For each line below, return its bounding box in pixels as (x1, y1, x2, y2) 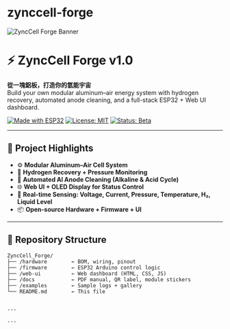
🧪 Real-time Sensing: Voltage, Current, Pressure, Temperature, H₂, (16, 190, 211, 198)
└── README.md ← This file (7, 288, 106, 295)
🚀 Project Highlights (7, 142, 94, 155)
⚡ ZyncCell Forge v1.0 (7, 53, 133, 68)
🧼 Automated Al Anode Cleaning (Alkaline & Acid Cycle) (16, 175, 179, 183)
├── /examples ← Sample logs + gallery (7, 282, 142, 289)
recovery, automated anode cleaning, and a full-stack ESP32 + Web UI (7, 96, 207, 104)
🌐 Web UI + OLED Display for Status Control (16, 183, 144, 191)
